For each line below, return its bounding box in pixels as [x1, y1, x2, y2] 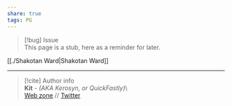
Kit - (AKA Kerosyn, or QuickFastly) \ [23, 84, 128, 92]
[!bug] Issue [23, 35, 59, 44]
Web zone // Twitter [23, 91, 81, 99]
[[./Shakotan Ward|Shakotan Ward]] [7, 56, 109, 64]
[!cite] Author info [23, 76, 75, 85]
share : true [7, 10, 41, 17]
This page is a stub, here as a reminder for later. [23, 43, 161, 51]
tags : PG [7, 17, 32, 24]
